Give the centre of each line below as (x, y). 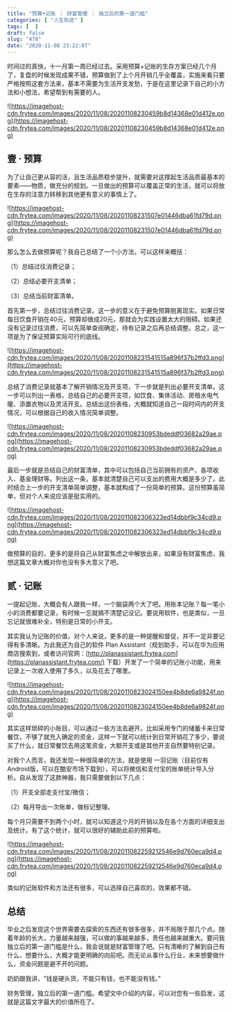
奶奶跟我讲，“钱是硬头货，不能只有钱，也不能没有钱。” (84, 979)
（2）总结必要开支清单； (42, 281)
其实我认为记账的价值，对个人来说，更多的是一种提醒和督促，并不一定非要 (113, 636)
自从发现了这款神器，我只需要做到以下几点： (83, 777)
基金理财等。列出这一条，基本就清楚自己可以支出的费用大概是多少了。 (119, 479)
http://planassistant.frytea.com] (133, 653)
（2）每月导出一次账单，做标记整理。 (60, 807)
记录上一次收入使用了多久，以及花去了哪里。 (71, 670)
